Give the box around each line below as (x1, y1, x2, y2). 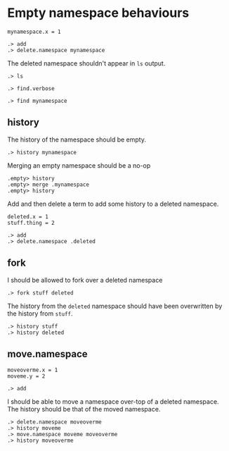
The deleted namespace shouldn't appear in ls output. (7, 58, 166, 68)
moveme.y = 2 (7, 373, 46, 380)
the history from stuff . (7, 309, 73, 318)
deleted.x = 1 (7, 213, 49, 220)
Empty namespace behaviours (7, 5, 190, 21)
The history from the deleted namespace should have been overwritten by (7, 302, 223, 310)
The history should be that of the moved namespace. (7, 405, 161, 414)
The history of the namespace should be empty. (7, 135, 146, 144)
